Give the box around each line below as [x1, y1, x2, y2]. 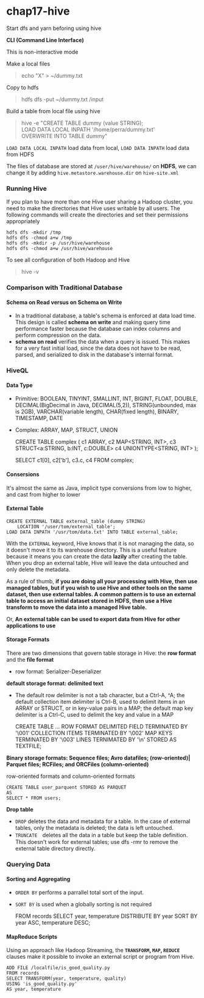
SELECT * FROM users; [6, 795, 62, 802]
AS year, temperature [6, 986, 62, 992]
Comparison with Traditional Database [6, 283, 123, 292]
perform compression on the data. [15, 331, 102, 339]
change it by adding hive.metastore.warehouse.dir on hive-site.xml [6, 169, 179, 176]
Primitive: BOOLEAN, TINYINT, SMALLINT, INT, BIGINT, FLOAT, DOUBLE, [15, 395, 198, 402]
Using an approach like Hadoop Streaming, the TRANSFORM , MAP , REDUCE [6, 947, 180, 954]
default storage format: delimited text [6, 680, 104, 687]
